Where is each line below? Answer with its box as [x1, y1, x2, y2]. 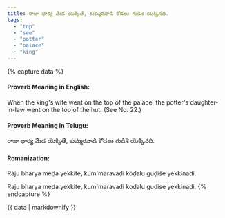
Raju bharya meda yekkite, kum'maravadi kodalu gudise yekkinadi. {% [7, 183, 207, 191]
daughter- [189, 98, 219, 107]
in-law [7, 106, 26, 114]
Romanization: [7, 154, 50, 162]
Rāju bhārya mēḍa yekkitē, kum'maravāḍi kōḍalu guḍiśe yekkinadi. [7, 169, 197, 177]
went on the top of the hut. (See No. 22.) [26, 106, 141, 114]
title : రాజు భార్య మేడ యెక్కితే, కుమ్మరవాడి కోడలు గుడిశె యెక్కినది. [7, 10, 169, 17]
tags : [7, 17, 23, 23]
